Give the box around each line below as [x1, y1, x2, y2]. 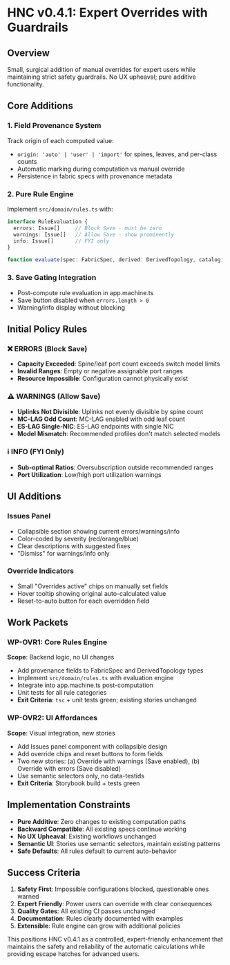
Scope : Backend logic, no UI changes [7, 653, 115, 662]
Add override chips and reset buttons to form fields [17, 749, 164, 758]
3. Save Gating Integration [7, 273, 97, 283]
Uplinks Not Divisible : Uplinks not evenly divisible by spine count [17, 407, 204, 415]
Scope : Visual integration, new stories [7, 729, 115, 737]
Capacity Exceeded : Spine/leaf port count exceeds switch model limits [17, 359, 220, 368]
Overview [7, 47, 50, 59]
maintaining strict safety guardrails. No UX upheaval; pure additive [7, 73, 197, 81]
